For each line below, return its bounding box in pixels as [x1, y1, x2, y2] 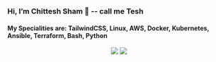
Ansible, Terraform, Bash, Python [7, 31, 108, 39]
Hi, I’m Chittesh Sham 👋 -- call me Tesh [7, 6, 144, 16]
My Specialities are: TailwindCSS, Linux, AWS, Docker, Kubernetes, [7, 24, 210, 32]
